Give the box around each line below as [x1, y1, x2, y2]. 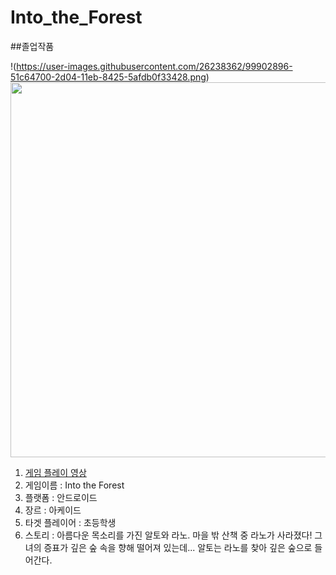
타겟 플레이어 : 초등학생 [24, 516, 117, 528]
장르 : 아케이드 [24, 504, 82, 516]
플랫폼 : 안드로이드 [24, 491, 98, 503]
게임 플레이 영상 [24, 466, 87, 478]
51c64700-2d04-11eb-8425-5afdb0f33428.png [10, 71, 207, 83]
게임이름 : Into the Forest [24, 479, 125, 491]
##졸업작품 [10, 40, 55, 52]
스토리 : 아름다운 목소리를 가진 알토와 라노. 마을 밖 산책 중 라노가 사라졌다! [24, 529, 313, 541]
